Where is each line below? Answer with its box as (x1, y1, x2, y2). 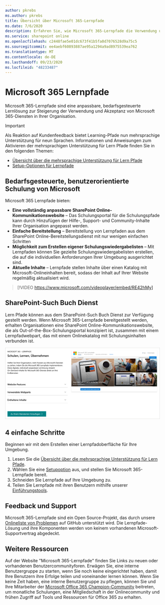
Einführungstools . (12, 488, 48, 494)
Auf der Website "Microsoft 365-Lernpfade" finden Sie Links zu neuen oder (5, 558, 158, 564)
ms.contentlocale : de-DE (5, 55, 56, 59)
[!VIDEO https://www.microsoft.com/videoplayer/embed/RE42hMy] (17, 285, 153, 290)
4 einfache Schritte (5, 429, 65, 437)
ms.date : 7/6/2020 (5, 24, 43, 28)
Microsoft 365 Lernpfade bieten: (5, 198, 71, 203)
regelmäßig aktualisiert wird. (12, 275, 70, 281)
